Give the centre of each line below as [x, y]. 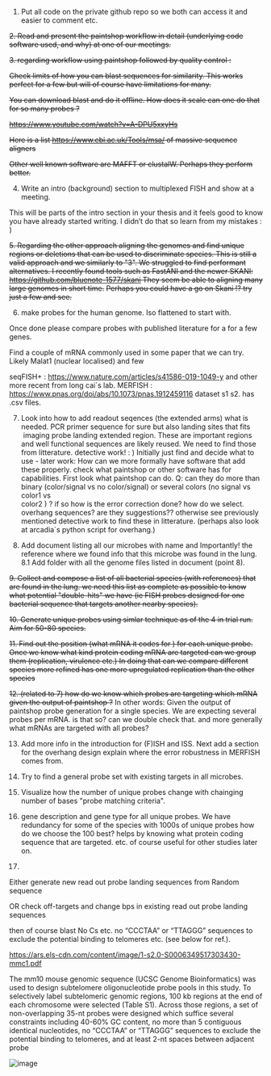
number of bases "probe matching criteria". [93, 801]
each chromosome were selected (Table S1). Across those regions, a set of [134, 1005]
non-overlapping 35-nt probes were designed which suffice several [121, 1013]
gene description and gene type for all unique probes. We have [125, 816]
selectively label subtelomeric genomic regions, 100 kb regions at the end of [136, 996]
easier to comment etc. [59, 20]
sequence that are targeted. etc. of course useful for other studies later [139, 842]
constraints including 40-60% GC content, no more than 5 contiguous [125, 1022]
